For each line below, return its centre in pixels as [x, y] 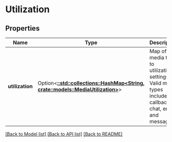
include [158, 96]
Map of [158, 51]
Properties [23, 28]
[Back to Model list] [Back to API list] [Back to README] [64, 134]
